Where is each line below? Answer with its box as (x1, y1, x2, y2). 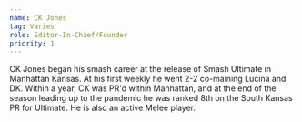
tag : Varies (9, 22, 55, 31)
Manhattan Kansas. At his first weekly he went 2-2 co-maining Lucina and (9, 74, 287, 85)
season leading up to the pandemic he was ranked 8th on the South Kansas (9, 93, 293, 104)
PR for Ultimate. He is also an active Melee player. (9, 102, 196, 114)
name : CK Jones (9, 13, 67, 23)
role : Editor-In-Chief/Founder (9, 30, 128, 39)
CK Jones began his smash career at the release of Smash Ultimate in (9, 64, 271, 75)
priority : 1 (9, 38, 55, 48)
